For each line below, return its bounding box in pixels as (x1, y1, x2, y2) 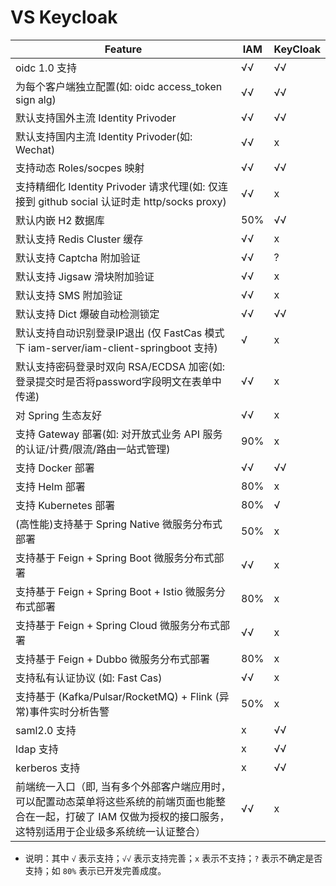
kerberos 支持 (15, 761, 81, 775)
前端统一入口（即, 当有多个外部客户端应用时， (15, 779, 232, 793)
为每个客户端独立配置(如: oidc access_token (15, 79, 223, 93)
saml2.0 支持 (15, 723, 77, 737)
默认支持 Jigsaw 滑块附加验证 (15, 269, 155, 283)
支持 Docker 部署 (15, 461, 95, 475)
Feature (104, 42, 143, 56)
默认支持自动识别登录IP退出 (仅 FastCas (15, 326, 203, 340)
